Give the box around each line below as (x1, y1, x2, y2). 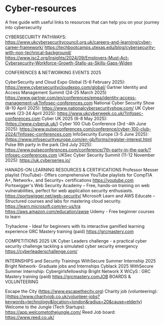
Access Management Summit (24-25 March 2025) (5, 89, 107, 95)
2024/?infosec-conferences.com (5, 131, 72, 137)
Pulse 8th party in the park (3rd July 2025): (5, 141, 93, 147)
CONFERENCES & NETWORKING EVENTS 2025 (5, 69, 101, 75)
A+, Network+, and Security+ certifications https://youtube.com (5, 177, 134, 183)
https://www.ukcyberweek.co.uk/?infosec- (57, 110, 143, 116)
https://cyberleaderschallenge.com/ (5, 248, 78, 254)
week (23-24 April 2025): (5, 110, 56, 116)
